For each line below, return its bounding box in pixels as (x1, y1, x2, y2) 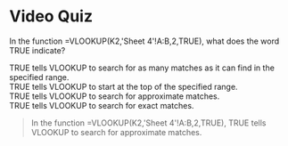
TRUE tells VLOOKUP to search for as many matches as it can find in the (9, 62, 275, 73)
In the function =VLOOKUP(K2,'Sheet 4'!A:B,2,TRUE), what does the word (9, 36, 280, 46)
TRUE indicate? (9, 45, 66, 55)
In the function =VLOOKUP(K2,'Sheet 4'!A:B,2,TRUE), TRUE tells (30, 118, 267, 128)
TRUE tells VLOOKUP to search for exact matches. (9, 100, 194, 110)
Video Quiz (9, 6, 94, 27)
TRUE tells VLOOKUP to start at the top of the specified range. (9, 81, 238, 92)
